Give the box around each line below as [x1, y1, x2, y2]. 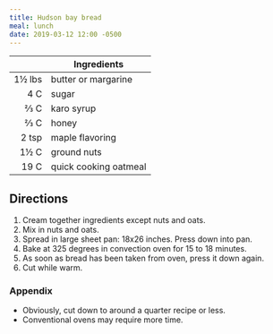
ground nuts [50, 146, 102, 158]
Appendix [9, 285, 54, 297]
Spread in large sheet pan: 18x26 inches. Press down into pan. [21, 234, 253, 244]
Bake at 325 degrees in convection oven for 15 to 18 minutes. [21, 244, 248, 254]
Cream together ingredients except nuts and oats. [21, 215, 206, 226]
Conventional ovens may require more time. [21, 314, 183, 325]
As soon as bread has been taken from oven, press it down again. [21, 253, 265, 264]
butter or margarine [50, 73, 132, 86]
